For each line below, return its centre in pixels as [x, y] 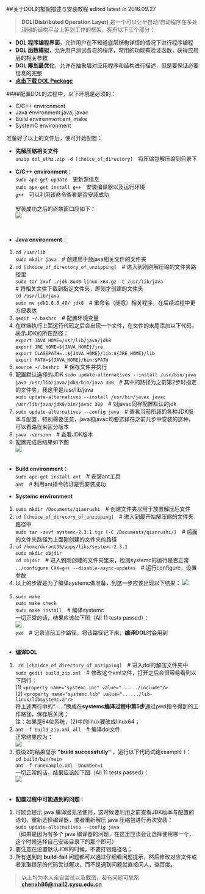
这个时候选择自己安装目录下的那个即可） [66, 841]
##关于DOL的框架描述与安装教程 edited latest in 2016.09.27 [81, 9]
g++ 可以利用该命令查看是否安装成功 [62, 195]
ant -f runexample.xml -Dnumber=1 [59, 766]
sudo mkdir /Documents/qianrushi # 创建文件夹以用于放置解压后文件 [103, 509]
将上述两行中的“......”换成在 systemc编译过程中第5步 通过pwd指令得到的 [104, 706]
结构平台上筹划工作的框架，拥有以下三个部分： [96, 30]
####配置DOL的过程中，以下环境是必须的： [62, 94]
